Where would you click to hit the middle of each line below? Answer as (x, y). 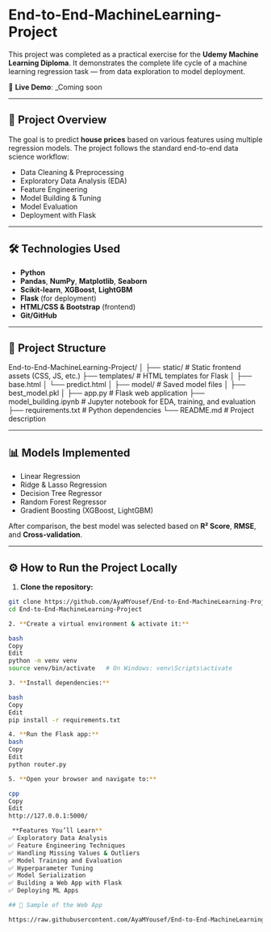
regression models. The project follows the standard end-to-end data (123, 148)
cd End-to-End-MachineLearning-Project (75, 609)
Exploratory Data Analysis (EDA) (73, 181)
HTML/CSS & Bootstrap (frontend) (78, 306)
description (27, 419)
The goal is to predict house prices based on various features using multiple (135, 139)
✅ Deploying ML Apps (44, 891)
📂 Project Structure (57, 348)
